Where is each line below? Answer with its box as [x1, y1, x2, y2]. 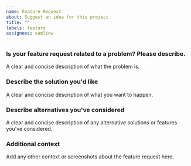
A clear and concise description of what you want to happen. [6, 91, 154, 98]
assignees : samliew [6, 31, 54, 36]
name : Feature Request [6, 8, 62, 15]
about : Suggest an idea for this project [6, 14, 109, 20]
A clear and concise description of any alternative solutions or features [6, 119, 178, 126]
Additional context [6, 140, 60, 148]
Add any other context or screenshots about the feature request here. [6, 153, 175, 160]
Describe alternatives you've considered [6, 106, 125, 114]
